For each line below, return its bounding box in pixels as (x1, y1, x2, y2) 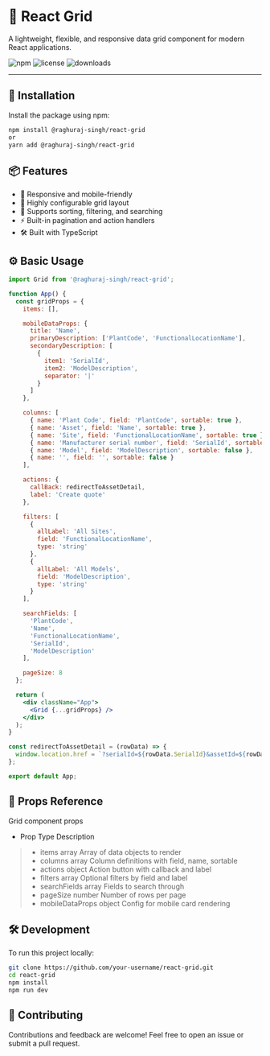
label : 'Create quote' (29, 490, 106, 498)
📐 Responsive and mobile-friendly (19, 189, 133, 200)
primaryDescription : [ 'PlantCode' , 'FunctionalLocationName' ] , (29, 334, 247, 343)
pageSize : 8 (22, 669, 63, 677)
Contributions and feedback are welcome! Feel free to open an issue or (8, 1029, 244, 1039)
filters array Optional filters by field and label (39, 872, 188, 882)
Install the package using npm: (8, 110, 110, 120)
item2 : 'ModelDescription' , (43, 364, 138, 373)
